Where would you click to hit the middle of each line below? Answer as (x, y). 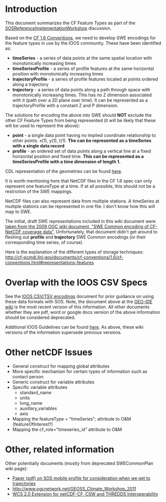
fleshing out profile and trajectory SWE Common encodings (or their (76, 237)
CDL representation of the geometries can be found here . (64, 171)
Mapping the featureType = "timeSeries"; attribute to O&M (72, 419)
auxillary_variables (38, 408)
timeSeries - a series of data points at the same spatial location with (82, 58)
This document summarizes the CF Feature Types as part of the (70, 23)
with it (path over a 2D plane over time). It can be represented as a (80, 100)
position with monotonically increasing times (58, 73)
